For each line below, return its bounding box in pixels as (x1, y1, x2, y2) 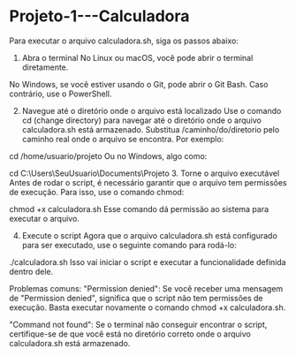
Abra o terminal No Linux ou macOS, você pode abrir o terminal (21, 52, 254, 63)
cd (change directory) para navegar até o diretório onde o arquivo (21, 115, 262, 125)
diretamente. (21, 62, 69, 72)
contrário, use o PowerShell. (9, 88, 112, 99)
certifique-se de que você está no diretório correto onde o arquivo (9, 329, 252, 339)
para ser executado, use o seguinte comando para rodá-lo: (21, 239, 237, 250)
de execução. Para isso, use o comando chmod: (9, 186, 185, 197)
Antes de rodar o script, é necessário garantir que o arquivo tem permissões (9, 177, 287, 187)
